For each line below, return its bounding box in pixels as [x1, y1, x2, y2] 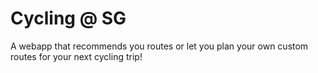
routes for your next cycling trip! [10, 50, 143, 62]
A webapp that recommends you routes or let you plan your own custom [10, 40, 309, 52]
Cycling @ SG [10, 7, 127, 30]
